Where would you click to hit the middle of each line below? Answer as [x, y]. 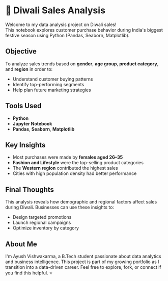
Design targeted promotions [42, 217]
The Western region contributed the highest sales [65, 168]
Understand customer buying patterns [53, 79]
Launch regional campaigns [42, 223]
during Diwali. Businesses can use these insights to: [60, 207]
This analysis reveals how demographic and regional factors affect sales [81, 202]
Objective [21, 51]
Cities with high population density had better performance [75, 173]
